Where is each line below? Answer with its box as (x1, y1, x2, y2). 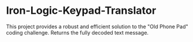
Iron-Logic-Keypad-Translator (6, 4, 157, 17)
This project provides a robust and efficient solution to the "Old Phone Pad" (6, 23, 189, 30)
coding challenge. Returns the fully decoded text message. (6, 29, 149, 36)
